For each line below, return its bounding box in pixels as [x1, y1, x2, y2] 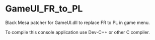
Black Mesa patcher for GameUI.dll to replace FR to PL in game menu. [5, 19, 150, 25]
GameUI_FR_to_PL [5, 3, 83, 14]
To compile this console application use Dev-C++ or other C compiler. [5, 29, 150, 35]
